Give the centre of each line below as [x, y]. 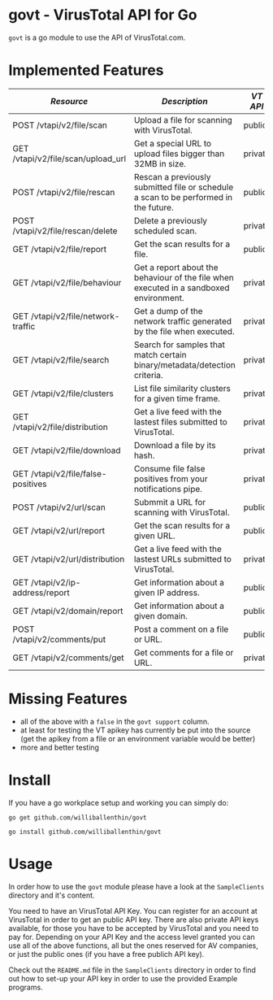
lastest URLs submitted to [182, 559]
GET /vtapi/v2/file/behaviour [67, 282]
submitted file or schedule [184, 187]
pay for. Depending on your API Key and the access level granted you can [132, 937]
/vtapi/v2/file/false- [69, 473]
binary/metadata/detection [184, 365]
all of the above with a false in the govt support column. [115, 721]
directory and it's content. [52, 895]
